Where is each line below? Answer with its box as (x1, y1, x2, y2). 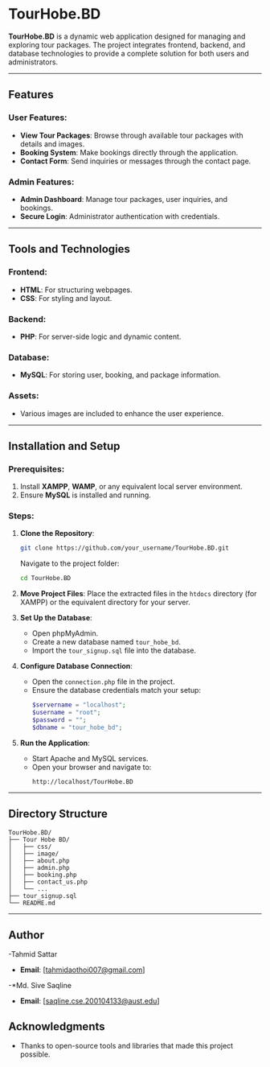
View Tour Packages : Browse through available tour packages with (19, 130, 243, 140)
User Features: (8, 112, 67, 123)
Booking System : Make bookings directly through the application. (19, 147, 239, 157)
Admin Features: (8, 176, 75, 187)
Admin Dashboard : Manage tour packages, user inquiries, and (19, 194, 227, 204)
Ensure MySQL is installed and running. (19, 490, 151, 500)
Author (8, 928, 44, 941)
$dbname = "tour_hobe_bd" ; (31, 723, 123, 731)
